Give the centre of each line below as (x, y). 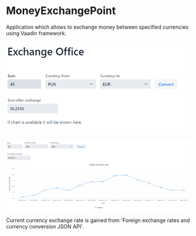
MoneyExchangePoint (61, 11)
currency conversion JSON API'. (45, 227)
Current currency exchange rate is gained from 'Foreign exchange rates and (98, 220)
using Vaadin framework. (36, 33)
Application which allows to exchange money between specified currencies (97, 27)
